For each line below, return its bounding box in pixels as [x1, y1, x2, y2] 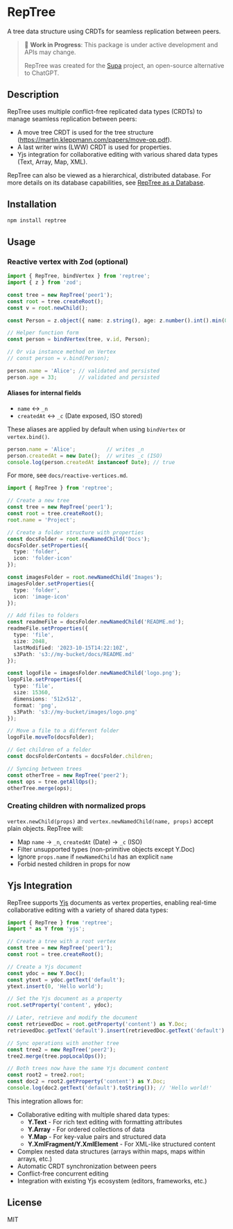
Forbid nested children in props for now [17, 859, 130, 868]
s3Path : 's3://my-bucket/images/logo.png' [13, 708, 138, 715]
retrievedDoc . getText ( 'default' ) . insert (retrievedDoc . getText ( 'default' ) [7, 1027, 225, 1034]
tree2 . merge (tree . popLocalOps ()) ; [7, 1052, 107, 1060]
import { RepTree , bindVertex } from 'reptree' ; [7, 273, 150, 280]
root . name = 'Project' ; [7, 516, 76, 524]
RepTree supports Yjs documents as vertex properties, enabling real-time [7, 898, 217, 906]
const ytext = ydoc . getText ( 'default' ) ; [7, 976, 126, 983]
